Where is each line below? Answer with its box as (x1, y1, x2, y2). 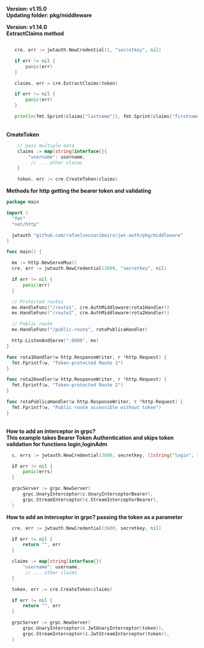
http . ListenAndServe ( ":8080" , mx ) (12, 337, 99, 343)
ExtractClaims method (6, 30, 64, 37)
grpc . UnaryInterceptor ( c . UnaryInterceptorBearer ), (22, 491, 154, 497)
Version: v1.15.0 (6, 5, 47, 12)
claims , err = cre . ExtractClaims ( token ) (14, 80, 118, 86)
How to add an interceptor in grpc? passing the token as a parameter (6, 513, 183, 520)
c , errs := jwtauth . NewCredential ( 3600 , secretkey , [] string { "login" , (12, 452, 194, 458)
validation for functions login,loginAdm (6, 440, 107, 447)
